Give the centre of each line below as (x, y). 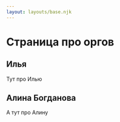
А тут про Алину (27, 112)
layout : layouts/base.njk (39, 12)
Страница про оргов (60, 42)
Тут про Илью (24, 79)
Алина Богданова (41, 98)
